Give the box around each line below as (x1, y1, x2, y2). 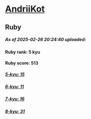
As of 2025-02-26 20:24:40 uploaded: (5, 37, 87, 43)
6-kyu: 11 (5, 84, 24, 90)
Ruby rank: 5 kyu (5, 49, 41, 55)
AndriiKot (5, 3, 45, 15)
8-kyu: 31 (5, 108, 25, 114)
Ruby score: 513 (5, 60, 39, 66)
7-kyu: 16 (5, 96, 25, 102)
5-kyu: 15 (5, 71, 25, 77)
